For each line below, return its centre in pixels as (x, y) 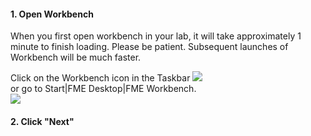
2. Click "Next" (42, 121)
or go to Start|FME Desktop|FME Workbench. (103, 89)
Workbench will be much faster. (76, 57)
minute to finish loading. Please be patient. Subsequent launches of (149, 47)
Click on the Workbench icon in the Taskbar (100, 78)
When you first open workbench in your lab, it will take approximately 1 (156, 36)
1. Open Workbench (52, 14)
